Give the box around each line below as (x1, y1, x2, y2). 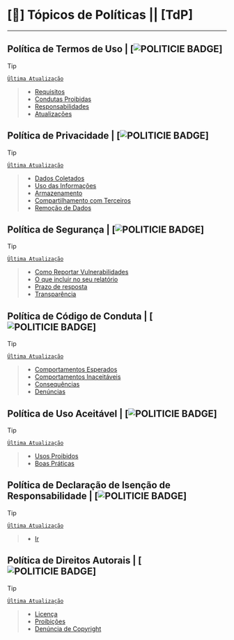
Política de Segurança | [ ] (7, 224, 204, 235)
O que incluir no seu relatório (34, 275, 118, 283)
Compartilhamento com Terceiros (34, 196, 131, 205)
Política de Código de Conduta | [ (7, 310, 153, 322)
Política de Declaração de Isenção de (7, 479, 171, 491)
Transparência (34, 290, 77, 299)
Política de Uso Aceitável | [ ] (7, 407, 217, 419)
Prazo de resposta (34, 283, 88, 291)
